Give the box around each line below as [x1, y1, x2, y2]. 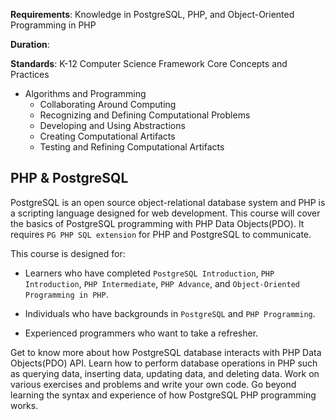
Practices [10, 69, 50, 80]
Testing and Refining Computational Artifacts [39, 141, 225, 153]
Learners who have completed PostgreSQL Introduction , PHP [24, 267, 275, 279]
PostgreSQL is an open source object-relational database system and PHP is [10, 196, 326, 208]
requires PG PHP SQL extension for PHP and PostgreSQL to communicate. [10, 228, 312, 240]
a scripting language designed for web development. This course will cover [10, 207, 321, 219]
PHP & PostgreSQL [10, 170, 129, 187]
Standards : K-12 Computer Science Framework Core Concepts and [10, 58, 288, 69]
